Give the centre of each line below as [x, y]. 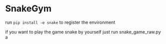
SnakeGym [28, 9]
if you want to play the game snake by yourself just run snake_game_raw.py [83, 32]
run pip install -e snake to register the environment [60, 22]
